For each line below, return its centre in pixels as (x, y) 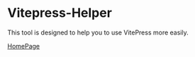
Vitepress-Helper (60, 13)
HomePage (24, 46)
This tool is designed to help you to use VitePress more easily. (98, 32)
